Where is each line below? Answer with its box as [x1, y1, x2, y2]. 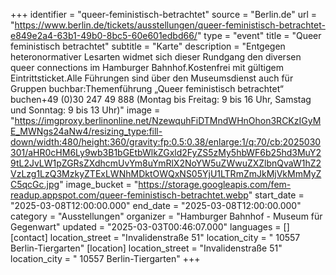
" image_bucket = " [59, 179, 139, 190]
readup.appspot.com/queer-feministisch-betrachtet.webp [10, 189, 249, 201]
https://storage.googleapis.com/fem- [138, 179, 292, 190]
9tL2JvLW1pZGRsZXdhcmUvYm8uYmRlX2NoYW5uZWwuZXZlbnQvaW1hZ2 [10, 157, 322, 169]
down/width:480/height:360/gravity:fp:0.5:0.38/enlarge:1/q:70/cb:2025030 [10, 136, 322, 148]
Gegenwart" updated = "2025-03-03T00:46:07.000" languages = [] [10, 221, 290, 233]
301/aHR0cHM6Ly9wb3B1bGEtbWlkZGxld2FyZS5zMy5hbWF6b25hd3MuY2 [10, 147, 322, 158]
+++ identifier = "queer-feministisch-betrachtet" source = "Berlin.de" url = [10, 9, 318, 20]
